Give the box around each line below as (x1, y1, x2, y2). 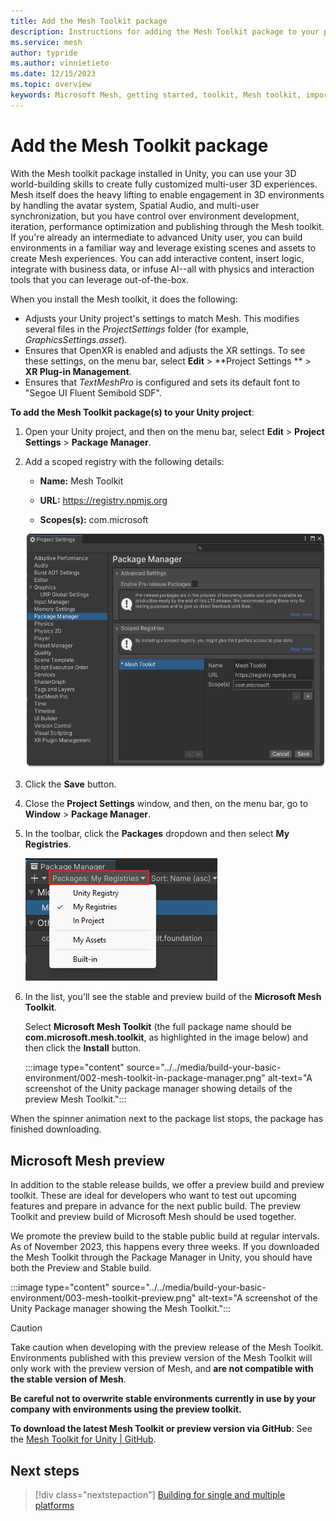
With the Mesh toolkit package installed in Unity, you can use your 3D (10, 167, 297, 179)
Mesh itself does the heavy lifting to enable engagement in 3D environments (10, 188, 325, 200)
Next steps (10, 1462, 80, 1479)
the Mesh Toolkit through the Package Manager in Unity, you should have (10, 1251, 313, 1264)
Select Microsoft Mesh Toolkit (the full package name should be (24, 1021, 292, 1033)
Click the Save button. (24, 778, 117, 790)
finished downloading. (10, 1123, 102, 1135)
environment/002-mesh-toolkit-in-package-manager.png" (24, 1072, 266, 1084)
